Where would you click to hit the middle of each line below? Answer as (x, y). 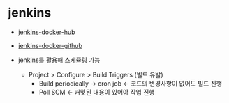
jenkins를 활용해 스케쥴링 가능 (59, 60)
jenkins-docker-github (50, 45)
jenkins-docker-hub (46, 32)
